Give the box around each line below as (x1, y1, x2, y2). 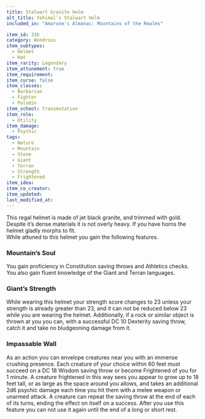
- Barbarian (12, 88, 43, 95)
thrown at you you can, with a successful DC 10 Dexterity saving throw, (6, 318, 186, 325)
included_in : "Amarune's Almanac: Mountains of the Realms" (6, 20, 164, 26)
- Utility (12, 117, 37, 123)
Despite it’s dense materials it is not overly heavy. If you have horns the (6, 220, 186, 228)
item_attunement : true (6, 66, 64, 72)
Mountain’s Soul (6, 248, 56, 257)
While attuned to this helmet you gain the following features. (6, 233, 158, 240)
